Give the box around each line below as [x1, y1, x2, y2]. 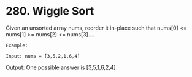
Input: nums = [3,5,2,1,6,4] [6, 53, 80, 59]
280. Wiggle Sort [6, 4, 94, 18]
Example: [6, 42, 28, 49]
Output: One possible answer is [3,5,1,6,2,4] [6, 64, 116, 71]
